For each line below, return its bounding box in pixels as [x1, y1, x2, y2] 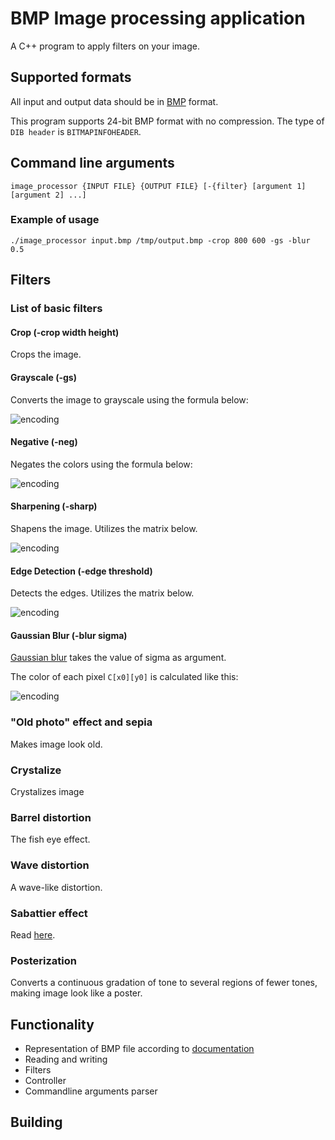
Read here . [10, 928, 56, 941]
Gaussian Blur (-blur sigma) [10, 629, 128, 641]
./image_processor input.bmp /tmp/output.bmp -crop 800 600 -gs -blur [10, 235, 311, 246]
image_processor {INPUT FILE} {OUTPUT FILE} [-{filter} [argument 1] [10, 181, 307, 191]
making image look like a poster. [10, 987, 143, 999]
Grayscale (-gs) [10, 371, 77, 383]
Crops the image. [10, 348, 82, 361]
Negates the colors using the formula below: [10, 458, 193, 470]
